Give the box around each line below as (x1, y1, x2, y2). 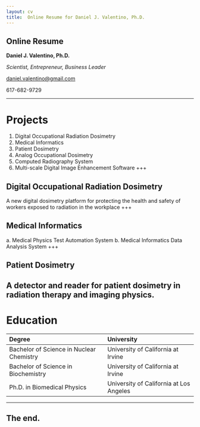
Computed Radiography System (14, 158, 93, 165)
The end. (6, 413, 40, 423)
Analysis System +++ (6, 243, 59, 250)
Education (6, 313, 58, 327)
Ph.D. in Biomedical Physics (9, 383, 87, 391)
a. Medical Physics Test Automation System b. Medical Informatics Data (6, 236, 183, 244)
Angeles (107, 387, 131, 395)
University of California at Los (107, 379, 190, 387)
